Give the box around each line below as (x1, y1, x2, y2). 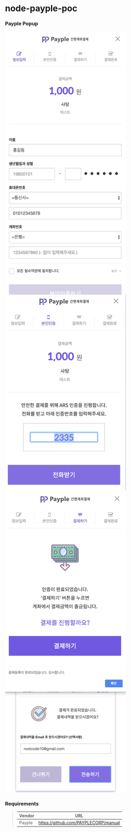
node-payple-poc (5, 3, 77, 14)
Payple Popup (5, 20, 39, 27)
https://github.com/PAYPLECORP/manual (38, 820, 120, 826)
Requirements (5, 800, 39, 807)
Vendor (19, 813, 35, 818)
